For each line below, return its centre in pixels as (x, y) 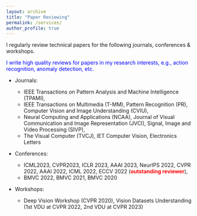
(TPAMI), (34, 98)
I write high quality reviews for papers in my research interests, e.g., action (97, 63)
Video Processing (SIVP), (54, 130)
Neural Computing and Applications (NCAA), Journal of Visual (99, 117)
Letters (32, 142)
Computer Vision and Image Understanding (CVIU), (86, 111)
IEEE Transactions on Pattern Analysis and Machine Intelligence (101, 92)
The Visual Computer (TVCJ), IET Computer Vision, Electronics (100, 136)
